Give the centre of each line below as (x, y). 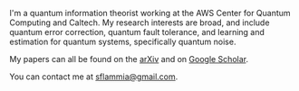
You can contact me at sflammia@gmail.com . (94, 77)
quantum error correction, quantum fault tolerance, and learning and (137, 32)
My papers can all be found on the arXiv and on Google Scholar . (129, 59)
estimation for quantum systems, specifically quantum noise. (123, 41)
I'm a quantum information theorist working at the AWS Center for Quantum (150, 13)
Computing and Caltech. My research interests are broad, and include (140, 23)
